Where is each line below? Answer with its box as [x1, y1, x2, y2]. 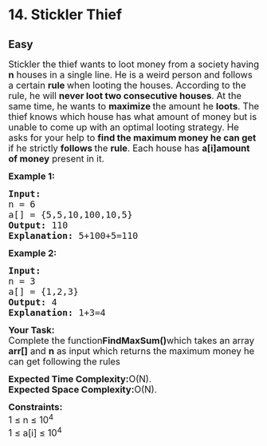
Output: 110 [8, 220, 69, 231]
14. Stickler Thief [8, 6, 122, 24]
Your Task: [8, 325, 55, 336]
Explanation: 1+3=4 [8, 307, 106, 318]
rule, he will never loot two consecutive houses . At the [8, 90, 242, 102]
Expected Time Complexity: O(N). [8, 373, 152, 384]
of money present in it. [8, 153, 105, 165]
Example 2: [8, 248, 57, 259]
